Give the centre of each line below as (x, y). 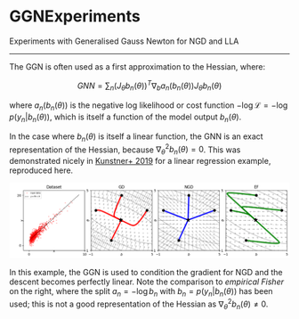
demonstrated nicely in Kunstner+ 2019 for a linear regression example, (140, 161)
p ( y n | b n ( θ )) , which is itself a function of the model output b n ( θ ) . (125, 118)
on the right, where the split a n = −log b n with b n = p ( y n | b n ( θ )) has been (141, 292)
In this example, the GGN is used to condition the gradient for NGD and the (146, 272)
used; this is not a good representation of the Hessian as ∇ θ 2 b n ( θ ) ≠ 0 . (139, 304)
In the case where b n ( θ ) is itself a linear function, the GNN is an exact (137, 137)
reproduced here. (41, 170)
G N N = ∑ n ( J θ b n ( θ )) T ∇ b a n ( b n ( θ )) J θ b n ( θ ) (149, 86)
